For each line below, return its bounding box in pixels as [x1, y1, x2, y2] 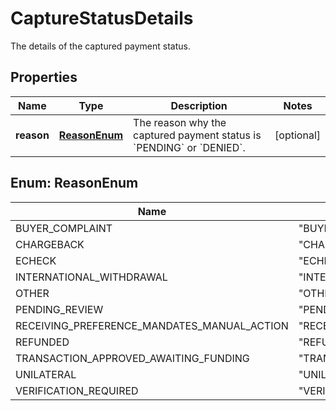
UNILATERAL [15, 367, 77, 381]
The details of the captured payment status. [10, 40, 192, 52]
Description [170, 98, 228, 112]
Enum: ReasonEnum [10, 175, 139, 192]
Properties [10, 69, 78, 86]
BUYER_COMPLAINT [15, 221, 113, 235]
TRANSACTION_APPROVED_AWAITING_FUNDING [15, 351, 250, 365]
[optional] [274, 128, 321, 142]
